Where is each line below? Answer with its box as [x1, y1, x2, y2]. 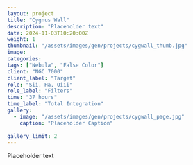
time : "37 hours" [7, 94, 58, 101]
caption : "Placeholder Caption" [19, 119, 113, 127]
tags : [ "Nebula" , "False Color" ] [7, 62, 104, 69]
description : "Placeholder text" [7, 23, 104, 30]
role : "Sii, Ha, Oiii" [7, 81, 73, 88]
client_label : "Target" [7, 74, 76, 82]
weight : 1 [7, 36, 36, 43]
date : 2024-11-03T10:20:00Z [7, 29, 89, 37]
